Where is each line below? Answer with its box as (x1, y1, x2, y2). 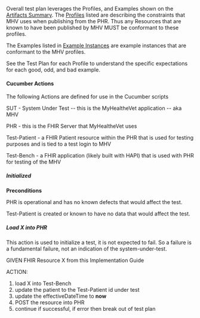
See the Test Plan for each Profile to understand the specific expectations (6, 60, 188, 67)
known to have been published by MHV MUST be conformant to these (6, 24, 179, 31)
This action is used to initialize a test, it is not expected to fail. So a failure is (6, 239, 192, 246)
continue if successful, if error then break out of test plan (14, 305, 156, 313)
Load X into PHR (6, 224, 48, 231)
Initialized (6, 172, 32, 179)
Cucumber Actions (6, 80, 54, 87)
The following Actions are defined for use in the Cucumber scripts (6, 93, 169, 100)
